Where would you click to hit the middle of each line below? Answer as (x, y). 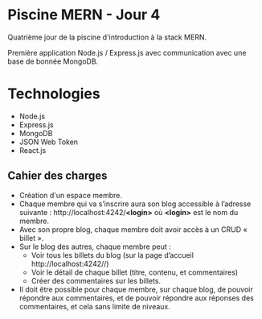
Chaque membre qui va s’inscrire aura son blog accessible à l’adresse (135, 204)
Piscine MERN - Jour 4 (84, 15)
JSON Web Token (48, 142)
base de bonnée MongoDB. (53, 61)
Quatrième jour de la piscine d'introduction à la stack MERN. (107, 37)
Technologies (54, 94)
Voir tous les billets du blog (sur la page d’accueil (113, 255)
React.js (33, 150)
